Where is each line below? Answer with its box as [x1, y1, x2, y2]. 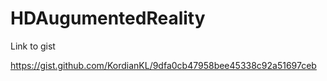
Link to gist [10, 40, 56, 52]
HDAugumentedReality [10, 7, 206, 30]
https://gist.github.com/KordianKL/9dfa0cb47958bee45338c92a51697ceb [10, 59, 317, 71]
